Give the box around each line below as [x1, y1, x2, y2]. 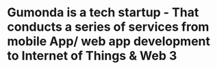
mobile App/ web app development [7, 34, 211, 49]
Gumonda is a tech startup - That [7, 5, 199, 20]
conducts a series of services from [7, 19, 209, 35]
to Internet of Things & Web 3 [7, 48, 177, 64]
